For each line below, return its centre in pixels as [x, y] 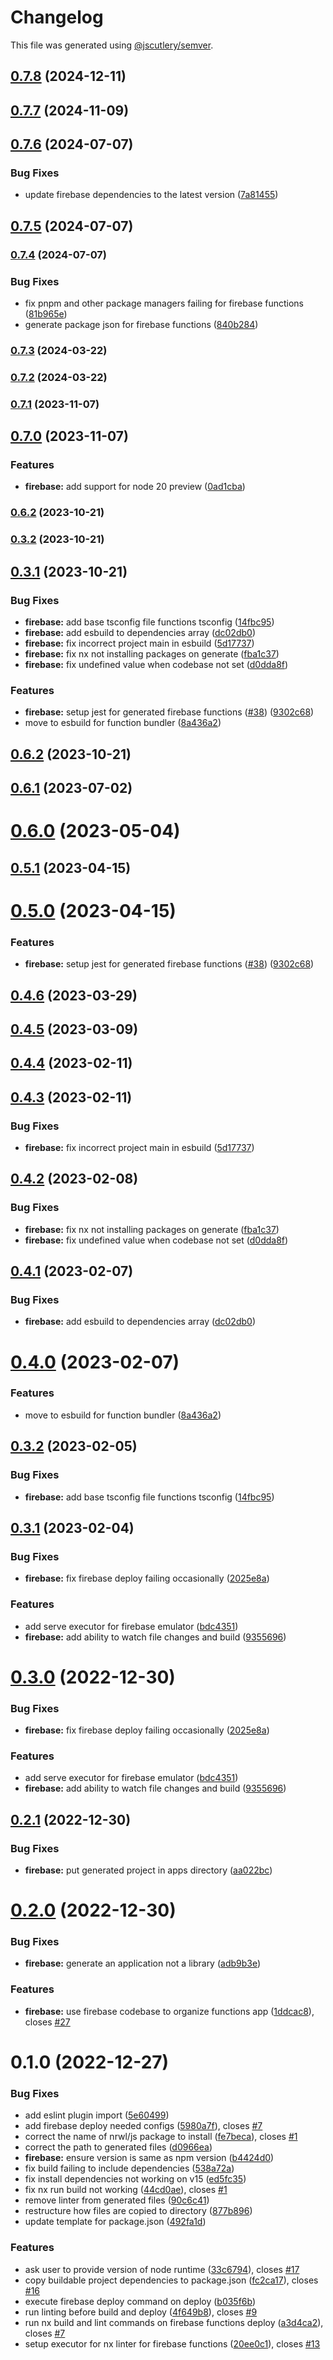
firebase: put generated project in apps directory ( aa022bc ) [148, 1870]
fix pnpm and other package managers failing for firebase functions [164, 303]
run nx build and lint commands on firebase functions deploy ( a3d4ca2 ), [174, 2322]
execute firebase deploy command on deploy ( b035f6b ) [140, 2301]
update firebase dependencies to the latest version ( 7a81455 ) [151, 195]
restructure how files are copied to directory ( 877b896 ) [138, 2211]
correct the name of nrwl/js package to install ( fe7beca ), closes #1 [161, 2137]
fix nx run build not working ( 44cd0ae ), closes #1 [126, 2190]
